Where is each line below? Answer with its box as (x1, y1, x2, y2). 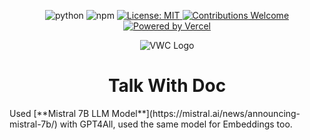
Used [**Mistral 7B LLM (9, 107, 110, 119)
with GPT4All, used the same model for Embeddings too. (59, 118, 293, 130)
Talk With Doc (107, 75, 227, 97)
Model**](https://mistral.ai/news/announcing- (111, 107, 301, 119)
